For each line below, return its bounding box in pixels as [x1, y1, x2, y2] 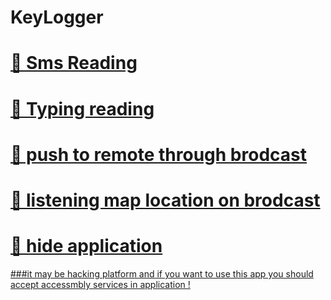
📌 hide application [10, 235, 163, 258]
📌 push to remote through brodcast [10, 143, 307, 166]
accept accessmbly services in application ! [10, 278, 191, 290]
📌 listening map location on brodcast [10, 189, 321, 211]
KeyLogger [10, 6, 104, 29]
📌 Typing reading [10, 97, 155, 120]
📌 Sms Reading [10, 52, 138, 75]
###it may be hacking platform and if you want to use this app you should [10, 267, 314, 280]
